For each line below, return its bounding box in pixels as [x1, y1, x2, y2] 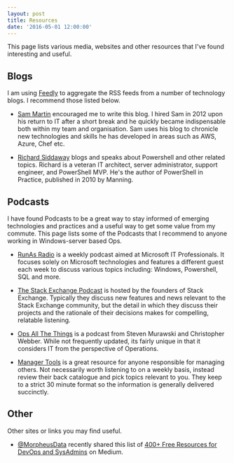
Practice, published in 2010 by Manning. [17, 176, 134, 184]
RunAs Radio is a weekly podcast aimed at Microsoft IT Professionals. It [17, 250, 224, 258]
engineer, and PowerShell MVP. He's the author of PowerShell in [17, 168, 203, 177]
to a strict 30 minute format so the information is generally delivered [17, 380, 214, 389]
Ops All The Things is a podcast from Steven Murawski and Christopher [17, 330, 225, 338]
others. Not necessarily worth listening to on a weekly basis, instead [17, 366, 215, 373]
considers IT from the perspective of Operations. [17, 345, 159, 352]
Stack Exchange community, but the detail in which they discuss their [17, 301, 219, 309]
